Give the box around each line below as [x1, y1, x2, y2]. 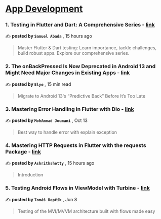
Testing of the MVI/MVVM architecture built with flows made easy [17, 208, 155, 214]
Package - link [5, 148, 42, 155]
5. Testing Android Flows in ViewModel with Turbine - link [5, 184, 150, 192]
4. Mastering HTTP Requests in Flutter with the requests [5, 142, 146, 149]
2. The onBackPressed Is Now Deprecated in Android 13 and [5, 63, 156, 70]
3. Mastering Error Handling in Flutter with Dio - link [5, 105, 134, 112]
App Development [5, 3, 83, 15]
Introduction [17, 172, 44, 178]
